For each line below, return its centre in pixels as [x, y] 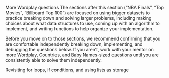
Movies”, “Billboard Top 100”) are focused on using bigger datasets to [78, 13]
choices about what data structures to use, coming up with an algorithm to [82, 23]
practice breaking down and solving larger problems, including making [78, 18]
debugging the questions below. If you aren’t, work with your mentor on [79, 49]
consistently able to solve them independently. [54, 60]
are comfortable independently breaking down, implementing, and [74, 44]
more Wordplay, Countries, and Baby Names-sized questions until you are [82, 55]
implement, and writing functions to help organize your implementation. [79, 29]
